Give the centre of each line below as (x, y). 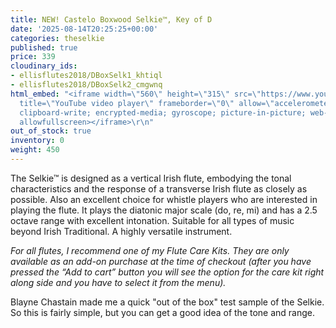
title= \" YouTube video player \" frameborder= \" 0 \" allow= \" (147, 103)
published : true (44, 47)
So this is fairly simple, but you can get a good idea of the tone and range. (163, 312)
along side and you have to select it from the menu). (118, 282)
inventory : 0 (37, 141)
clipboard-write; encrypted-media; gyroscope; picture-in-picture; (163, 112)
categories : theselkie (57, 38)
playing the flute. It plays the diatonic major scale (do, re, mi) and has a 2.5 (164, 210)
